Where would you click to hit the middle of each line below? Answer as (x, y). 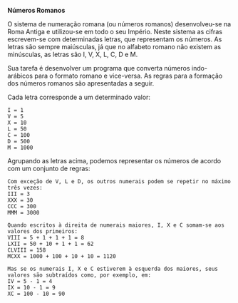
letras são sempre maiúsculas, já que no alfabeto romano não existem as (114, 47)
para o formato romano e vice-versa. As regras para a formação (129, 76)
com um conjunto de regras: (49, 168)
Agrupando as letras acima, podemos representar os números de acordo (114, 161)
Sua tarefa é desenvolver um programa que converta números (99, 68)
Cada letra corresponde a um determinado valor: (79, 97)
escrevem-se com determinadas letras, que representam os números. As (115, 39)
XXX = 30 (20, 200)
